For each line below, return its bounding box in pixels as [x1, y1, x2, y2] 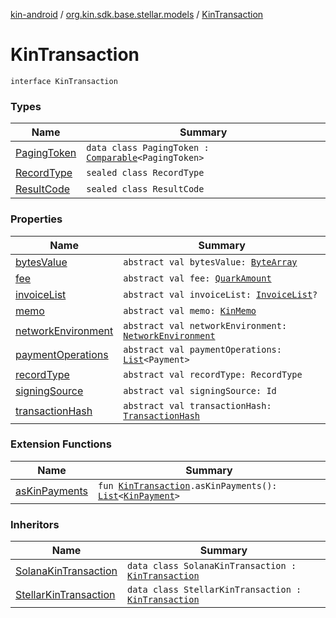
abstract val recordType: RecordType [123, 369, 303, 380]
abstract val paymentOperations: [123, 344, 282, 355]
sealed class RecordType [86, 167, 205, 179]
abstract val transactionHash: [123, 400, 272, 411]
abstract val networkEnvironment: [123, 320, 288, 331]
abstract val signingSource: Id [123, 385, 277, 396]
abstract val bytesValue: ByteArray [123, 256, 298, 268]
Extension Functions [10, 437, 112, 451]
